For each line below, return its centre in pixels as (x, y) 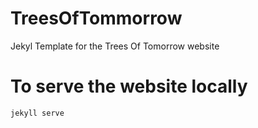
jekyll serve (37, 113)
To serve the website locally (129, 86)
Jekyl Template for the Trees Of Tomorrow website (115, 46)
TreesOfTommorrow (96, 18)
